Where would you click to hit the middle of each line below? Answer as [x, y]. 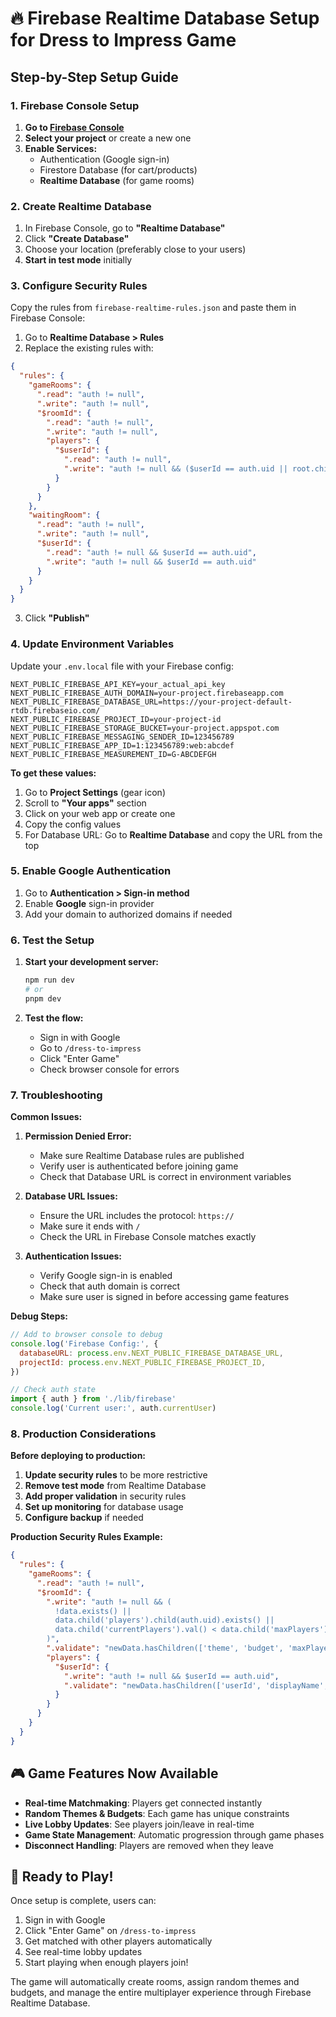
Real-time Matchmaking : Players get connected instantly [143, 1803]
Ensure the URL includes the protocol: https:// [137, 1216]
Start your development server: [92, 962]
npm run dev [49, 980]
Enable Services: [61, 148]
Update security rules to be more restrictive [116, 1475]
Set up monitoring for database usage [104, 1507]
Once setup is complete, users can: [83, 1901]
